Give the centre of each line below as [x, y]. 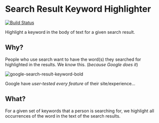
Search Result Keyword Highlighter [78, 9]
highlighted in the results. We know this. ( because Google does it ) [72, 64]
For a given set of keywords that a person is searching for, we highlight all [80, 111]
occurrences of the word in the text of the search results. [63, 116]
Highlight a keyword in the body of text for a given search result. [70, 32]
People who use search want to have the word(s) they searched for [73, 59]
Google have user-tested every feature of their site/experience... [70, 83]
